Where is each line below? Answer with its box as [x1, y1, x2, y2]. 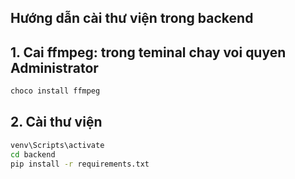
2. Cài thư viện [10, 114, 103, 131]
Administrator [10, 59, 99, 76]
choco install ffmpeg [10, 86, 101, 96]
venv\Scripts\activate [10, 140, 105, 150]
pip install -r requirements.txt [10, 159, 150, 169]
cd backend [10, 149, 56, 160]
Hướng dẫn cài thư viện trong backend [10, 10, 254, 27]
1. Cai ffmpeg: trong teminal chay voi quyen [10, 44, 287, 61]
